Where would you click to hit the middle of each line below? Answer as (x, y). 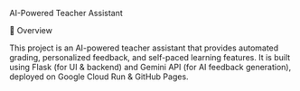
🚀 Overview (31, 30)
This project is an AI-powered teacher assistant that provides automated (144, 48)
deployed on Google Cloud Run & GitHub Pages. (99, 77)
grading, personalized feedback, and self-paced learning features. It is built (150, 57)
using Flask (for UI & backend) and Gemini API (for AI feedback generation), (150, 67)
